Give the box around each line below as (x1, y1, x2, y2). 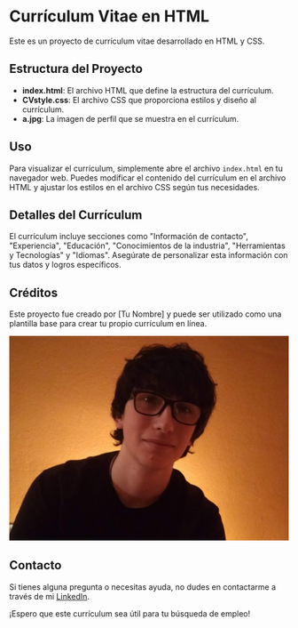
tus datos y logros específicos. (9, 260, 122, 270)
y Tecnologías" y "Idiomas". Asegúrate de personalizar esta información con (9, 250, 288, 261)
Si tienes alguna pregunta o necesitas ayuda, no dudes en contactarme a (9, 581, 277, 592)
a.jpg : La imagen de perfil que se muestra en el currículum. (21, 113, 239, 124)
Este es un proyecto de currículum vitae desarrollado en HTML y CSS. (9, 36, 265, 46)
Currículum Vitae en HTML (9, 6, 210, 27)
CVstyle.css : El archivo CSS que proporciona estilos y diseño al (21, 94, 257, 105)
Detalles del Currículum (9, 207, 143, 222)
